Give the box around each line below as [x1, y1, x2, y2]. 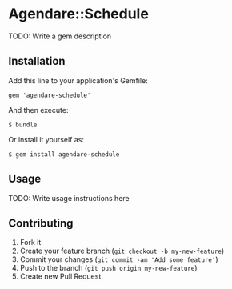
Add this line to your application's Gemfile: [8, 75, 148, 85]
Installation [8, 54, 66, 68]
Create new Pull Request [19, 271, 102, 281]
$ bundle [8, 121, 38, 129]
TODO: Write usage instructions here [8, 193, 130, 203]
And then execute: [8, 105, 69, 114]
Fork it [19, 238, 42, 247]
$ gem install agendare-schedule [8, 150, 120, 159]
